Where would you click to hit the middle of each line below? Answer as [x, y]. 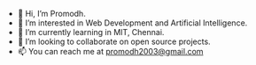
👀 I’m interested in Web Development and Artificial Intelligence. [132, 23]
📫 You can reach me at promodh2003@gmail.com [110, 51]
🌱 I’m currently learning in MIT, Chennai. [91, 32]
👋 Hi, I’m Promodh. [51, 14]
